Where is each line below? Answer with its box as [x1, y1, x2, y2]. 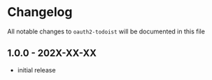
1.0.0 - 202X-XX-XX [7, 47, 97, 59]
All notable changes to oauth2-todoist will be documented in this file [7, 27, 205, 35]
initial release [17, 65, 56, 74]
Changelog [7, 4, 73, 20]
